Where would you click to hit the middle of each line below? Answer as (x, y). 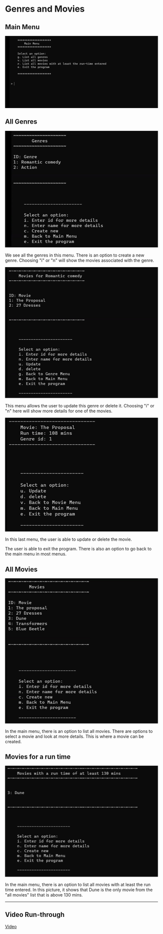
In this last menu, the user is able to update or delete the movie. (69, 539)
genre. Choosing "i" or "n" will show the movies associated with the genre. (80, 260)
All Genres (21, 122)
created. (13, 741)
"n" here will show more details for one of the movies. (59, 411)
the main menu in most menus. (36, 554)
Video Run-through (35, 915)
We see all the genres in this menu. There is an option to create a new (75, 255)
